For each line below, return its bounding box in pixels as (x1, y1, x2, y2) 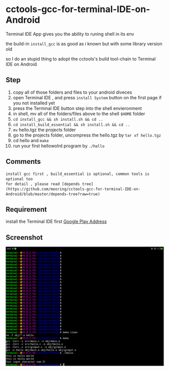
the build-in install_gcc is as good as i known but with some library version (6, 40, 162, 46)
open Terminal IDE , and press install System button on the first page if (13, 94, 162, 100)
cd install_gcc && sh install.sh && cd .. (13, 117, 103, 122)
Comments (6, 157, 41, 166)
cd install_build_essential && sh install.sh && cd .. (13, 122, 130, 127)
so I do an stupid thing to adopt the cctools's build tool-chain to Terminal (6, 55, 156, 61)
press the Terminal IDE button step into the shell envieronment (13, 105, 142, 111)
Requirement (6, 205, 47, 214)
